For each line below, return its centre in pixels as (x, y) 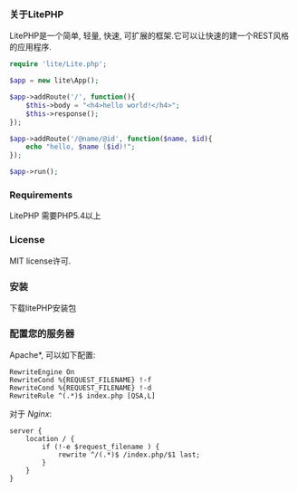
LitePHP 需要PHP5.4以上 (55, 216)
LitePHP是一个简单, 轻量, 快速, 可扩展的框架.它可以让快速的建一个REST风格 (149, 36)
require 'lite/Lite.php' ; (58, 64)
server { (26, 431)
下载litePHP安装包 (43, 308)
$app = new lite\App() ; (54, 81)
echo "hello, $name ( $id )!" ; (81, 147)
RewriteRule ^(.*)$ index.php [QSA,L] (82, 396)
